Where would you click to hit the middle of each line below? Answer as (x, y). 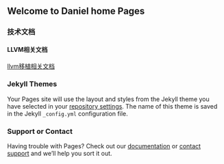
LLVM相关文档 (27, 49)
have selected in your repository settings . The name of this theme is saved (112, 106)
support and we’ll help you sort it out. (60, 154)
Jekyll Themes (32, 84)
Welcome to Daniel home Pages (76, 11)
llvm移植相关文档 (31, 66)
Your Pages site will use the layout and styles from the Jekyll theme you (109, 99)
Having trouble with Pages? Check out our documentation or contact (104, 146)
